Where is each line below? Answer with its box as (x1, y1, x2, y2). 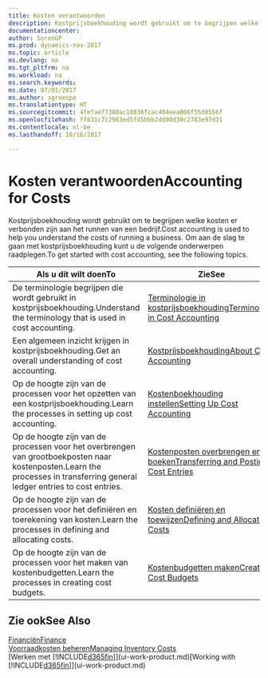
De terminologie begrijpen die (12, 281, 124, 293)
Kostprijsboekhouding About (147, 345, 253, 356)
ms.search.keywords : (8, 78, 77, 86)
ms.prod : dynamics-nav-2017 (8, 42, 102, 50)
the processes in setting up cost (12, 408, 133, 419)
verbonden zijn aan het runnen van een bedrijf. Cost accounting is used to (8, 224, 250, 233)
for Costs (8, 189, 72, 207)
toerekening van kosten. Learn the (12, 513, 138, 524)
